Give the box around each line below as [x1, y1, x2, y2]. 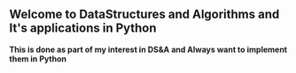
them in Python [9, 53, 67, 64]
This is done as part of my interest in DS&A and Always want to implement [9, 44, 288, 55]
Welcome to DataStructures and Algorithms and [9, 7, 280, 22]
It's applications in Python [9, 21, 157, 36]
